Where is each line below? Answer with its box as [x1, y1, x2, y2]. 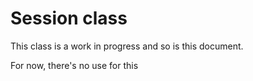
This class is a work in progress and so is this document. [10, 40, 244, 52]
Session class [10, 7, 128, 30]
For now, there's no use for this [10, 59, 139, 71]
